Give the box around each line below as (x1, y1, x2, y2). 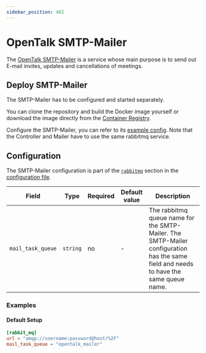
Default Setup (6, 316, 43, 324)
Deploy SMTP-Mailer (6, 80, 88, 90)
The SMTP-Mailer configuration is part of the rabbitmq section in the (6, 167, 179, 175)
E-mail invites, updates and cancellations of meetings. (6, 62, 143, 69)
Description (155, 192, 191, 200)
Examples (6, 301, 37, 309)
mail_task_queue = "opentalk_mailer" (6, 341, 103, 347)
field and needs (148, 260, 194, 268)
